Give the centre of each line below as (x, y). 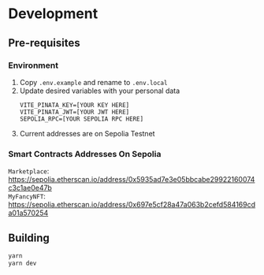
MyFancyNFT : (27, 196)
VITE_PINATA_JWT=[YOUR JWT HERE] (74, 112)
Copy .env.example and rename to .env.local (93, 82)
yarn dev (22, 263)
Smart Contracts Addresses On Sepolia (85, 154)
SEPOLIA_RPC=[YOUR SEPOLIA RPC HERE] (82, 119)
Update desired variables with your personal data (100, 91)
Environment (33, 65)
